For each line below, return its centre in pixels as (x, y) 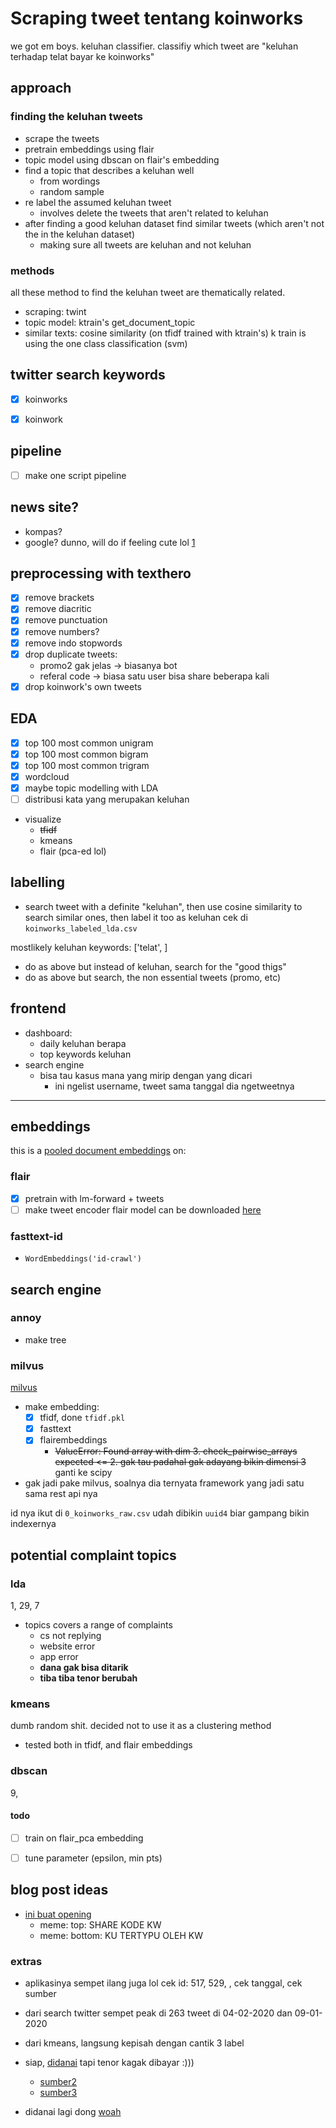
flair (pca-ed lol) (73, 851)
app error (59, 1656)
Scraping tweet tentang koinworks (157, 18)
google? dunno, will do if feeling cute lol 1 (110, 542)
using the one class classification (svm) (106, 343)
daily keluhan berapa (83, 1043)
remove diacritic (58, 609)
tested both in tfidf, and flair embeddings (108, 1745)
